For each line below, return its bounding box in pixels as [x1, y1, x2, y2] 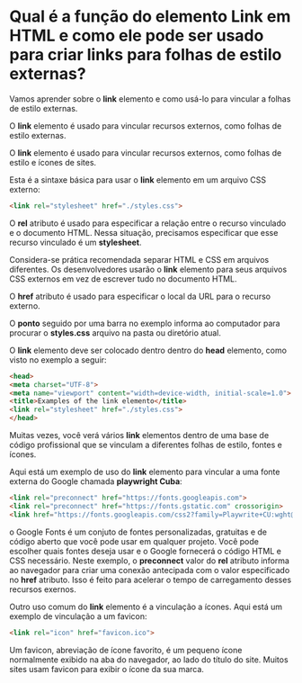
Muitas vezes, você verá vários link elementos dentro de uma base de [9, 430, 270, 441]
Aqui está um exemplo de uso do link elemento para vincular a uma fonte [9, 466, 280, 478]
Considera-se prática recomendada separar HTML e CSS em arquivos [9, 254, 270, 265]
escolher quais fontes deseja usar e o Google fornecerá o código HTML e [9, 545, 281, 556]
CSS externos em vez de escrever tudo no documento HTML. [9, 273, 237, 284]
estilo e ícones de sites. [9, 157, 97, 167]
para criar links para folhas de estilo [9, 45, 282, 65]
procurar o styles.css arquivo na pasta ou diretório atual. [9, 327, 222, 338]
